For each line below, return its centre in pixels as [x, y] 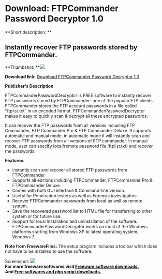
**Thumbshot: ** [22, 67]
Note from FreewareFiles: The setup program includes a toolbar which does [81, 246]
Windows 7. [23, 237]
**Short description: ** [28, 32]
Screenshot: [17, 261]
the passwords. [20, 151]
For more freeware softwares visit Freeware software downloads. [72, 266]
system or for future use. [37, 216]
